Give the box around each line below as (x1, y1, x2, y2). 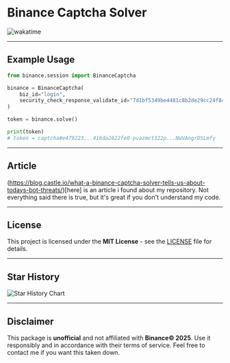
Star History (7, 271, 60, 283)
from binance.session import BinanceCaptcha (7, 72, 136, 79)
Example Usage (7, 54, 75, 66)
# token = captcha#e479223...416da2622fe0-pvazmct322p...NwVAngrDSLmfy (7, 134, 216, 141)
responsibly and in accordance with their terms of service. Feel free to (7, 341, 205, 349)
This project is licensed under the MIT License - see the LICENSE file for (7, 237, 212, 246)
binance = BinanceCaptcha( (7, 84, 84, 91)
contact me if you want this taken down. (7, 349, 120, 356)
